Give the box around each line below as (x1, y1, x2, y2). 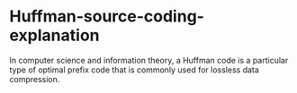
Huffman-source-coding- (9, 6, 205, 27)
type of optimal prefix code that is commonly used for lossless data (9, 64, 259, 75)
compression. (9, 73, 60, 84)
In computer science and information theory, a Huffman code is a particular (9, 55, 289, 65)
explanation (9, 25, 100, 46)
